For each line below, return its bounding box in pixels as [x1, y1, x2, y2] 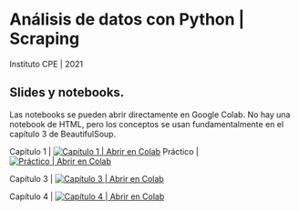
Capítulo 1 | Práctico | [9, 146, 199, 156]
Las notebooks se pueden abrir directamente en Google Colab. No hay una [9, 109, 291, 120]
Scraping [9, 28, 80, 49]
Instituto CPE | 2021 [9, 58, 84, 69]
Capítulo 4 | [9, 191, 54, 202]
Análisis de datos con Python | [9, 9, 245, 30]
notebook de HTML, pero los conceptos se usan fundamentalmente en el [9, 118, 284, 129]
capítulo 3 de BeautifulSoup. [9, 128, 117, 139]
